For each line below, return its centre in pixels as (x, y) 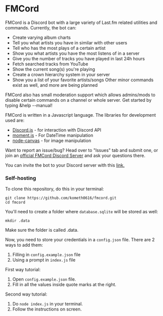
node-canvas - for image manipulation (52, 141)
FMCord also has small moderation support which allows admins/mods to (80, 95)
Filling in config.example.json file (46, 255)
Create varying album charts (41, 37)
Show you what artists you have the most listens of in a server (76, 53)
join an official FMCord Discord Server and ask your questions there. (75, 156)
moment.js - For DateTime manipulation (53, 135)
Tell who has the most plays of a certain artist (59, 48)
